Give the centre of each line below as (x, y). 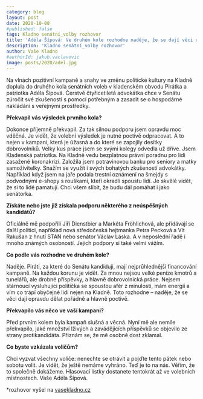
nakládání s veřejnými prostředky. (48, 106)
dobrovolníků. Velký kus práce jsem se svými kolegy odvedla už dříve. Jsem (101, 149)
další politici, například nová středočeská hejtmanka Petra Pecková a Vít (96, 230)
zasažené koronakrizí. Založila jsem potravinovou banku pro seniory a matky (101, 161)
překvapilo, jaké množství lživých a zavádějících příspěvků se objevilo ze (97, 329)
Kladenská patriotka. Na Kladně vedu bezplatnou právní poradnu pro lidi (96, 155)
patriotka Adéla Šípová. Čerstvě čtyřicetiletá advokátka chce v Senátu (93, 93)
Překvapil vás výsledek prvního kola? (54, 117)
